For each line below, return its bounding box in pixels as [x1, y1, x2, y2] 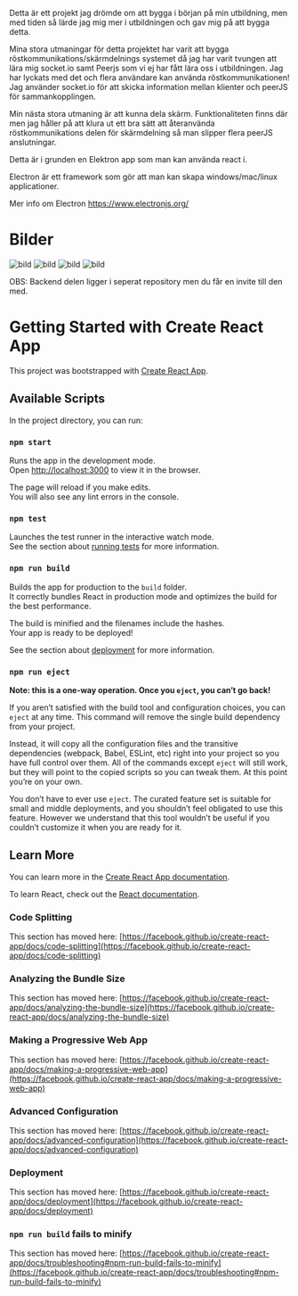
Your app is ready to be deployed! [9, 627, 133, 638]
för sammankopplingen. [9, 91, 96, 102]
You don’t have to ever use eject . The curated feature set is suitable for [9, 793, 271, 804]
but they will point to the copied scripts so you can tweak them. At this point [9, 766, 287, 777]
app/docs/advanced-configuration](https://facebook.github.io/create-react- [9, 1135, 289, 1145]
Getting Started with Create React [9, 317, 264, 337]
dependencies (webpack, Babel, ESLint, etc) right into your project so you [9, 747, 280, 758]
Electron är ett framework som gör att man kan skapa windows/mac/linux [9, 171, 278, 182]
